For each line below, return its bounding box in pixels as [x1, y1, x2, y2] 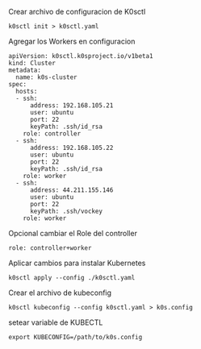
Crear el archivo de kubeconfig [8, 288, 111, 297]
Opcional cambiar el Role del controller [8, 229, 137, 238]
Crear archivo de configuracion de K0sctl [8, 7, 146, 16]
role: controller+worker [8, 244, 92, 252]
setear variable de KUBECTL [8, 318, 103, 327]
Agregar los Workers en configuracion [8, 36, 136, 46]
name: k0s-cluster [15, 73, 78, 81]
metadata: [8, 66, 42, 74]
